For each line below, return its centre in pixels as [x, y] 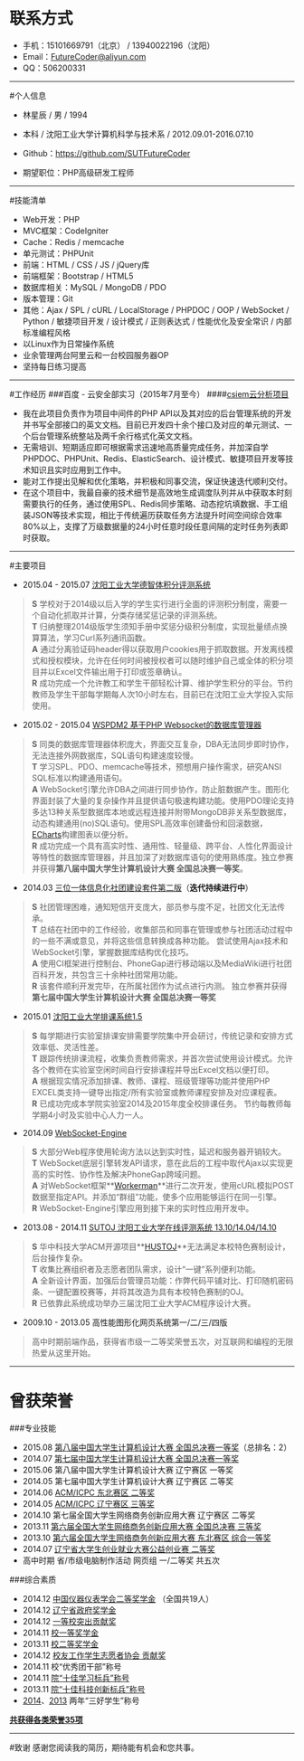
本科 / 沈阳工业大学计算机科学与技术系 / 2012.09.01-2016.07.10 [138, 134]
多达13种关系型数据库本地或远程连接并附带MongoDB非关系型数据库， [161, 811]
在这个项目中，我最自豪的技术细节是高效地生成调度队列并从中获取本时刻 [157, 492]
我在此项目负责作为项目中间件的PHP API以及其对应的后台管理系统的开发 [157, 413]
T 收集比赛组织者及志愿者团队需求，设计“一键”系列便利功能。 [146, 1269]
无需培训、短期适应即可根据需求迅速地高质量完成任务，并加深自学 [145, 447]
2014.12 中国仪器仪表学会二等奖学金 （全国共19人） [118, 1598]
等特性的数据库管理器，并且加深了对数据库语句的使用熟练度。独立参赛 [162, 857]
